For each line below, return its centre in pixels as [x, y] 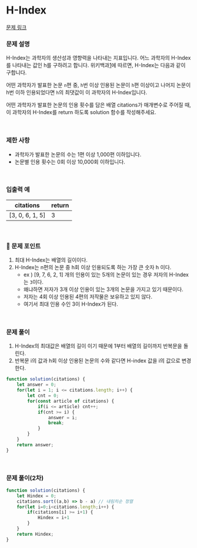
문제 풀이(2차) [25, 478]
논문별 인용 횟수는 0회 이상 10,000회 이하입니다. [70, 162]
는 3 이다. [34, 282]
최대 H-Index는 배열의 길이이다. [51, 260]
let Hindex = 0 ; [37, 496]
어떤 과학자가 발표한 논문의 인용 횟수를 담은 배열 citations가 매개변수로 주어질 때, [98, 105]
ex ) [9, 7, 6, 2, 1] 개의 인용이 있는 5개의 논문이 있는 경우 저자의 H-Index [106, 275]
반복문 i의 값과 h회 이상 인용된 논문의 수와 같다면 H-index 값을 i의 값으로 [97, 361]
